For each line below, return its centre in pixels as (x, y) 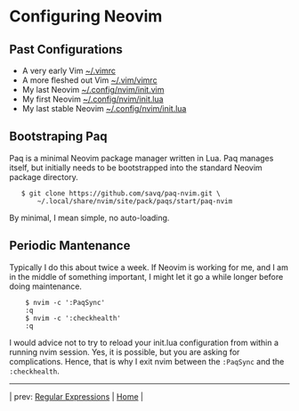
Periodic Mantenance (70, 246)
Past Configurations (66, 49)
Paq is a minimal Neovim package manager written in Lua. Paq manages (141, 158)
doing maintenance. (46, 286)
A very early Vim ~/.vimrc (69, 70)
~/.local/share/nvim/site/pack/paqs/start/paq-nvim (135, 201)
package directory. (44, 177)
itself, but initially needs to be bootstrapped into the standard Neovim (136, 168)
